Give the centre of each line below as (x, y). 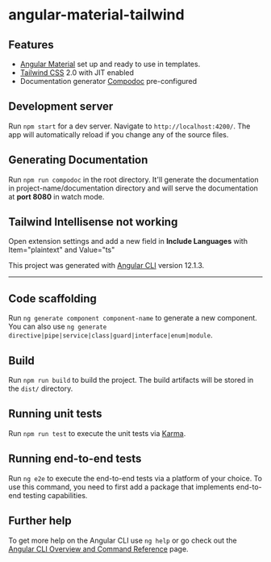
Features (31, 45)
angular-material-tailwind (96, 15)
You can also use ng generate (58, 327)
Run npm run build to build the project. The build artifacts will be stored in (131, 380)
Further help (40, 521)
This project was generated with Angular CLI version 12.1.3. (106, 266)
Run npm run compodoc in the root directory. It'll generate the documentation (133, 179)
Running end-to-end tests (75, 459)
